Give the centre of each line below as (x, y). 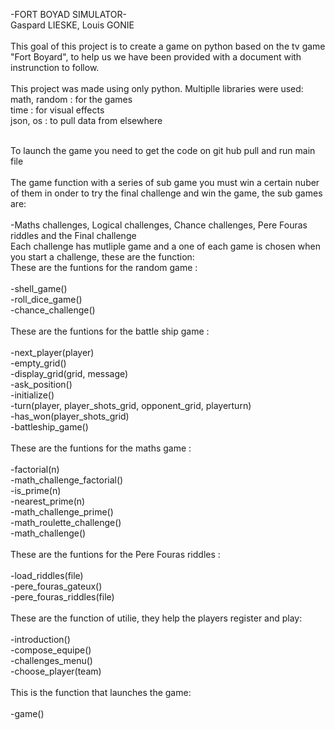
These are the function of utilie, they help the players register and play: (156, 618)
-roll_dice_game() (46, 299)
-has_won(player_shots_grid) (70, 416)
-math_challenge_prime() (62, 512)
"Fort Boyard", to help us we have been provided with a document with (156, 57)
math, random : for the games (71, 99)
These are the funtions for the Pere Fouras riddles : (115, 554)
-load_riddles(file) (47, 575)
